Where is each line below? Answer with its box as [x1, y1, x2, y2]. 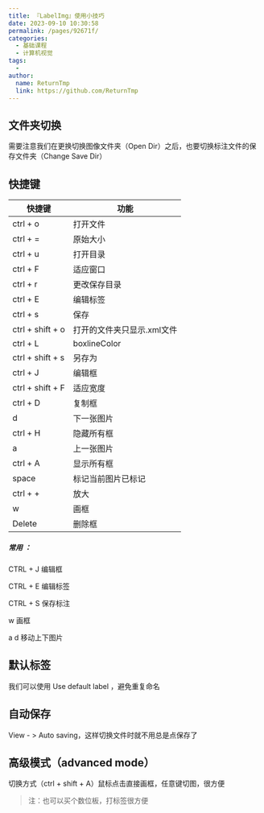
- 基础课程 [15, 42, 47, 50]
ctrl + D [12, 398, 41, 408]
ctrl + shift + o [12, 324, 66, 335]
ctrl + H [12, 427, 41, 439]
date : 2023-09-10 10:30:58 [8, 19, 99, 27]
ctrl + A [12, 458, 40, 468]
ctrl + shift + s [12, 352, 65, 363]
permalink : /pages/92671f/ [8, 27, 99, 35]
